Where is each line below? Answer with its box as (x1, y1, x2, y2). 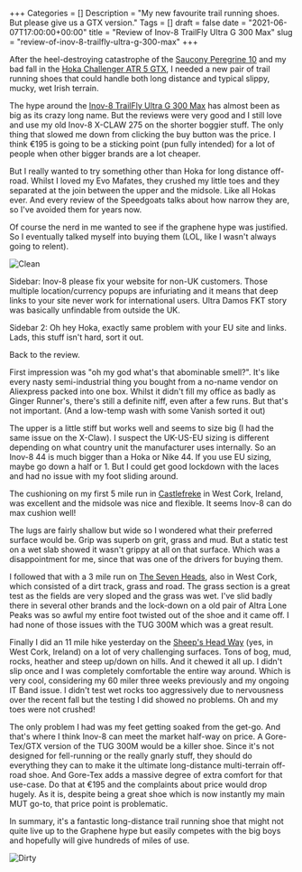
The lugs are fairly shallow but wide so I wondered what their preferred (9, 525, 273, 536)
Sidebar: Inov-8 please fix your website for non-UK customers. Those (9, 276, 269, 286)
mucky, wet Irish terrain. (9, 83, 99, 93)
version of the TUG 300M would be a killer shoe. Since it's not (43, 741, 275, 751)
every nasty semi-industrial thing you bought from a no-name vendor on (9, 377, 279, 387)
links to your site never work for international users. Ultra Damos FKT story (9, 295, 287, 305)
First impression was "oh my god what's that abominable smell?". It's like (9, 367, 280, 378)
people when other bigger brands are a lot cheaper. (9, 148, 201, 159)
